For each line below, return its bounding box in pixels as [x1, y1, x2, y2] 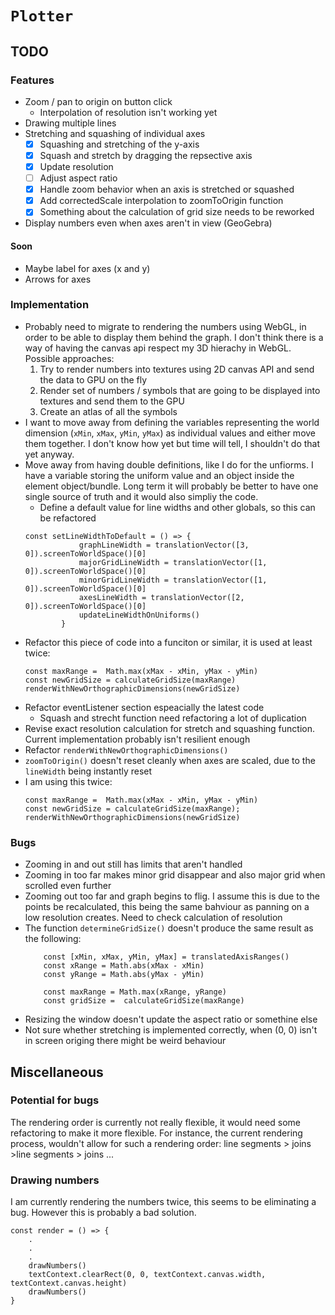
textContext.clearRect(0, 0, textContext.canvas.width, [28, 1270, 267, 1280]
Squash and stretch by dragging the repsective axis [39, 149, 253, 161]
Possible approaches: [24, 352, 115, 364]
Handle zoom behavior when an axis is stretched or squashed [39, 183, 295, 196]
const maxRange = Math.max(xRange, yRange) [43, 987, 227, 997]
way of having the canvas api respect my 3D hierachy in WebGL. [24, 342, 292, 354]
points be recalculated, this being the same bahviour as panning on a [24, 901, 310, 913]
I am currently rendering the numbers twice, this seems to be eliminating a [10, 1196, 317, 1208]
